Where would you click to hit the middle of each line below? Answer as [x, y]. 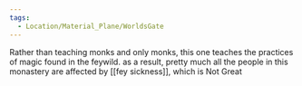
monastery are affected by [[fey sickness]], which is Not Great [126, 71]
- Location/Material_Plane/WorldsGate [91, 26]
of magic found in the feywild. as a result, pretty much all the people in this [149, 62]
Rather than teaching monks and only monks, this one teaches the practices [151, 52]
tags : [19, 18]
